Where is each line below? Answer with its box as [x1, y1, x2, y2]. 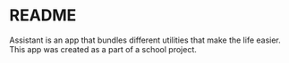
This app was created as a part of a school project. [9, 43, 197, 54]
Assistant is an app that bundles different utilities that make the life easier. [9, 35, 282, 45]
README [9, 5, 77, 26]
